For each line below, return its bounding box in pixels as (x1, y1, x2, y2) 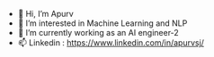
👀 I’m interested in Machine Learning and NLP (17, 18, 188, 28)
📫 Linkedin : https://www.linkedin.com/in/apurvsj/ (17, 37, 205, 48)
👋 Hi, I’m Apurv (17, 9, 74, 19)
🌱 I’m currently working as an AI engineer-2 (17, 28, 180, 37)
